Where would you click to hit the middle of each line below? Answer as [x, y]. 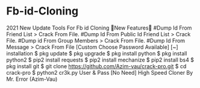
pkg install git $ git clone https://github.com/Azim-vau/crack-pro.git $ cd [96, 66]
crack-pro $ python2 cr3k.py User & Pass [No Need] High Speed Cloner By [100, 72]
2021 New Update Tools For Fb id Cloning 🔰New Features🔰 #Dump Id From [99, 28]
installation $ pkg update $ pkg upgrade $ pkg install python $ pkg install [97, 53]
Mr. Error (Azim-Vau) [32, 79]
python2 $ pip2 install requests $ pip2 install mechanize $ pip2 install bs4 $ [100, 60]
